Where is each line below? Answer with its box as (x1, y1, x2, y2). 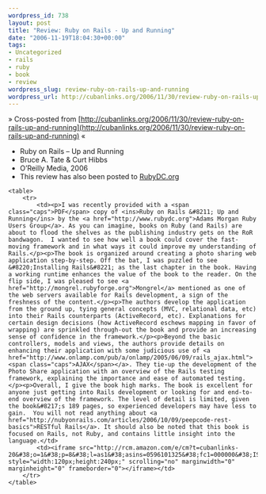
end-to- (227, 389, 253, 396)
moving (8, 243, 30, 251)
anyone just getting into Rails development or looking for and (8, 389, 225, 396)
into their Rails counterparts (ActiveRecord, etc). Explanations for (8, 312, 246, 320)
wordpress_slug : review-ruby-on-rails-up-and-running (8, 85, 190, 94)
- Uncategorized (8, 48, 62, 56)
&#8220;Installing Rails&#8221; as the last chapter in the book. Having (8, 263, 257, 272)
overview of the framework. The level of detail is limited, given (22, 396, 249, 404)
